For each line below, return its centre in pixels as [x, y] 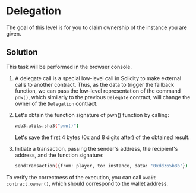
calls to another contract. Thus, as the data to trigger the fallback [94, 84]
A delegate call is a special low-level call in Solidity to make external [98, 78]
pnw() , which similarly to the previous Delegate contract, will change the [102, 97]
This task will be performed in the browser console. [69, 67]
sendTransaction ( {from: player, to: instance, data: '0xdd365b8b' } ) [101, 166]
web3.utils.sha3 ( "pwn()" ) [47, 126]
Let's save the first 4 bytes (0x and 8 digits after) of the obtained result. [102, 137]
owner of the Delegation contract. [56, 103]
